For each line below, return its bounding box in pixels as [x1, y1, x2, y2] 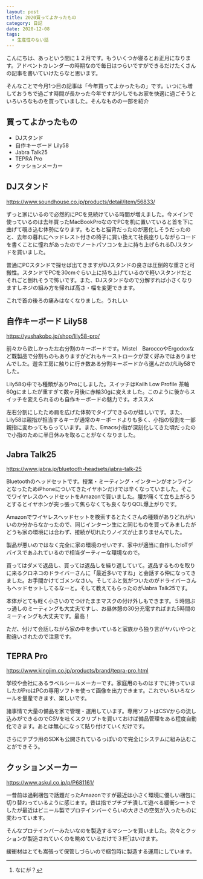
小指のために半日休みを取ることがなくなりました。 [11, 431, 139, 439]
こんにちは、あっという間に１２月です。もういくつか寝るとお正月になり [6, 54, 186, 61]
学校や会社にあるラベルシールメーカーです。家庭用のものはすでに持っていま [6, 679, 196, 687]
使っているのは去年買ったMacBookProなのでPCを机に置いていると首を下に [6, 218, 193, 225]
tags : [6, 31, 20, 38]
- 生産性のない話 [11, 37, 49, 43]
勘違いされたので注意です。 [6, 633, 75, 640]
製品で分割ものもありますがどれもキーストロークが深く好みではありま [16, 352, 192, 360]
